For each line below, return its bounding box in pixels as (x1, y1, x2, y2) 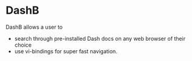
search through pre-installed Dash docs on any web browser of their (14, 35, 186, 42)
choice (14, 41, 32, 48)
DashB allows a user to (5, 23, 63, 30)
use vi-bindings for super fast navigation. (14, 47, 118, 54)
